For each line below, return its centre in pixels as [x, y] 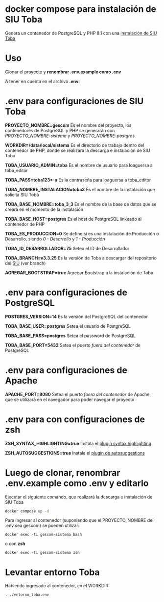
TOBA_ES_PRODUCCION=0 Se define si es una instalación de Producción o [82, 233]
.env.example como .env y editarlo [77, 483]
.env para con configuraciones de [75, 419]
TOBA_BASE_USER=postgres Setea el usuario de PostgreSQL [68, 326]
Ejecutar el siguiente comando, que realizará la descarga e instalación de [79, 497]
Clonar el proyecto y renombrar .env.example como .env [63, 72]
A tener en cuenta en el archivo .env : [42, 81]
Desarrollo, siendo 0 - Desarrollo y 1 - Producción [55, 239]
